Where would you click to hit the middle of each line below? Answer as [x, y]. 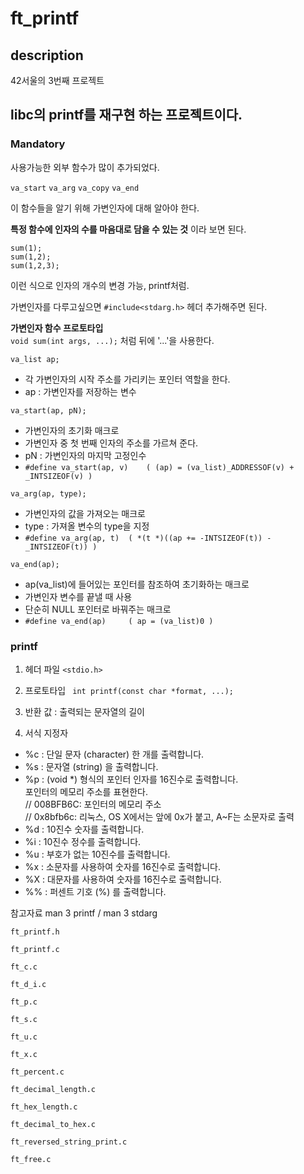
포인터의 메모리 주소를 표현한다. [86, 791]
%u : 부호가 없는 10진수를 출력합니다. [97, 854]
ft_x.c [24, 1054]
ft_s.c [24, 1019]
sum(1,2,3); [35, 265]
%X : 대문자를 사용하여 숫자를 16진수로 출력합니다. [123, 879]
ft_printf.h [35, 932]
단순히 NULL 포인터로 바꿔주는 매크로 [98, 609]
